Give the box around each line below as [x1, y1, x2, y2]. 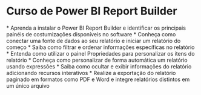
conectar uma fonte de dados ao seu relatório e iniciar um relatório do [6, 37, 181, 44]
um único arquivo [6, 82, 50, 89]
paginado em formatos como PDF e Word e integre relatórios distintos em [6, 76, 190, 83]
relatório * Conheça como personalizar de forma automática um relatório [6, 56, 188, 64]
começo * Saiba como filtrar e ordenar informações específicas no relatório [6, 44, 195, 51]
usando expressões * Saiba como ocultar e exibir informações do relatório [6, 62, 192, 70]
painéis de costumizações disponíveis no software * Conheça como [6, 30, 176, 38]
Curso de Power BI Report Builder [6, 4, 177, 18]
